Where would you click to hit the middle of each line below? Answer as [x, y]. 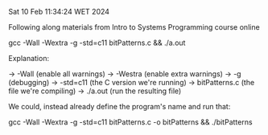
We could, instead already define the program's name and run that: [120, 106]
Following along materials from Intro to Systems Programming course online [134, 27]
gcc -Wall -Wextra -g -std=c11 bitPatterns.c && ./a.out [97, 43]
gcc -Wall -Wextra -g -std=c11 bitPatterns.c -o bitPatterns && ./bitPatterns [130, 122]
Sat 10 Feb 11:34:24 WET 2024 [59, 12]
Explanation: [29, 58]
